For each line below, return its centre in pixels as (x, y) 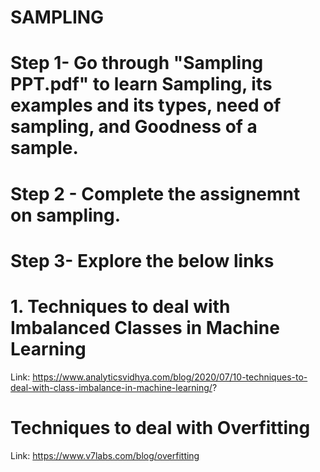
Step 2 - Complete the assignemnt (155, 193)
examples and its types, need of (146, 105)
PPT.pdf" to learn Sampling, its (141, 84)
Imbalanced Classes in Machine (145, 327)
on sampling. (66, 215)
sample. (44, 148)
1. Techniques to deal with (120, 306)
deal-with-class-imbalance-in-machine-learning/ (111, 387)
